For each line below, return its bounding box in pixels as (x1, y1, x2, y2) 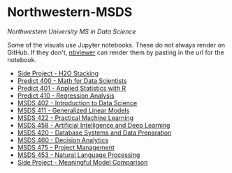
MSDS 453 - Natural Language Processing (17, 151, 140, 159)
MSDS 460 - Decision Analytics (17, 135, 109, 144)
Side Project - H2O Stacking (17, 69, 99, 77)
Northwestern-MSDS (7, 4, 133, 20)
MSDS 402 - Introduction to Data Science (17, 98, 138, 107)
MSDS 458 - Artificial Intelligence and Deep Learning (17, 121, 171, 129)
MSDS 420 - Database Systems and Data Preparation (17, 128, 172, 137)
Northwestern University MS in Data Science (7, 27, 136, 36)
